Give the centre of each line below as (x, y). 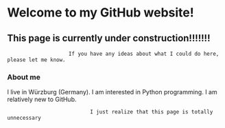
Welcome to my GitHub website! (100, 13)
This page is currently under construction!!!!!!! (109, 38)
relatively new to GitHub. (42, 99)
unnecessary (24, 118)
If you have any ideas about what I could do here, (144, 54)
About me (24, 77)
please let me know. (37, 60)
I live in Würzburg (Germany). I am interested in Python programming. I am (112, 92)
